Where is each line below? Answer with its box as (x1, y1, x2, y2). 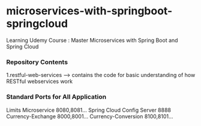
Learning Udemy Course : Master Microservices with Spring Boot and (6, 36, 178, 44)
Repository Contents (6, 58, 68, 66)
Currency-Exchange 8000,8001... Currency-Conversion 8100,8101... (6, 112, 173, 120)
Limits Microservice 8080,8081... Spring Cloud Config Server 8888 (6, 106, 172, 113)
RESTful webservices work (6, 78, 73, 85)
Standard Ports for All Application (6, 93, 107, 101)
